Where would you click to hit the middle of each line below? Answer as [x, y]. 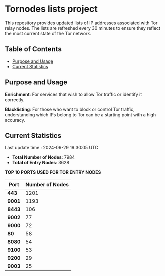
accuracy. [15, 120]
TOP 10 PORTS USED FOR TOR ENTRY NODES [53, 172]
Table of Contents [34, 49]
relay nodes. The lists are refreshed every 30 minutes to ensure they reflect [83, 28]
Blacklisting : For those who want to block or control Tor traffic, [70, 109]
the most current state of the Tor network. [48, 33]
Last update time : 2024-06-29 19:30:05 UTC [52, 148]
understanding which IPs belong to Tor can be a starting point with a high [81, 115]
